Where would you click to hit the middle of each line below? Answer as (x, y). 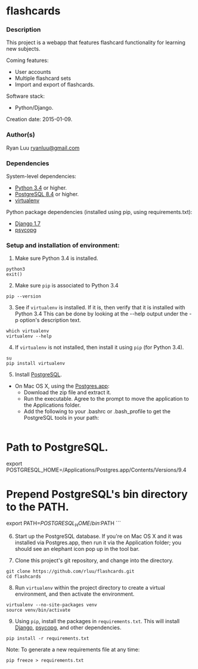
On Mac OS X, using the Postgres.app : (62, 386)
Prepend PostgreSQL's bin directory (97, 494)
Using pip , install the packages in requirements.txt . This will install (97, 621)
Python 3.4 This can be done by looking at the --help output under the (101, 314)
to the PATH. (38, 507)
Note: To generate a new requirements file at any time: (73, 650)
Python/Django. (34, 108)
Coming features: (27, 60)
